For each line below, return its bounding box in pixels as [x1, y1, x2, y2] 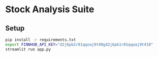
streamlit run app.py [5, 47, 51, 52]
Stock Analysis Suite [5, 4, 94, 15]
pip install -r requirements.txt [5, 37, 76, 42]
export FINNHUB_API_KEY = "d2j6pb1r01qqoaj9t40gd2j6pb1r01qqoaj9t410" [5, 42, 153, 47]
